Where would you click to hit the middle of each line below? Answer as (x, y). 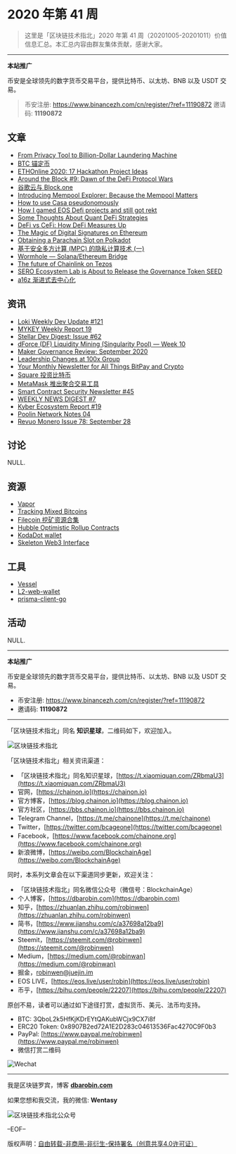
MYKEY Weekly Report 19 (54, 329)
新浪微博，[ (34, 852)
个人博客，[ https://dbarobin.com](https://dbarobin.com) (99, 898)
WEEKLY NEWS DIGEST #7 (57, 399)
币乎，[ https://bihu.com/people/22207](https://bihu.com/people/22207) (122, 990)
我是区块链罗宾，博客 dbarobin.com (60, 1085)
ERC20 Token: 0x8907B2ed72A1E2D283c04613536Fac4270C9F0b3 (117, 1026)
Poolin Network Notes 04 (54, 414)
